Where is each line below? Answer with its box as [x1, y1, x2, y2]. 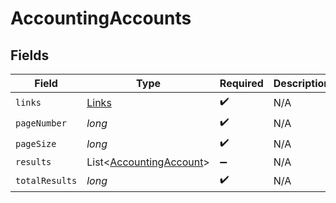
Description [273, 77, 331, 90]
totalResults [15, 175, 78, 186]
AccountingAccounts [10, 7, 192, 30]
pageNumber [15, 117, 67, 129]
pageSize [15, 138, 57, 149]
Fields [10, 47, 50, 64]
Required [219, 77, 264, 90]
